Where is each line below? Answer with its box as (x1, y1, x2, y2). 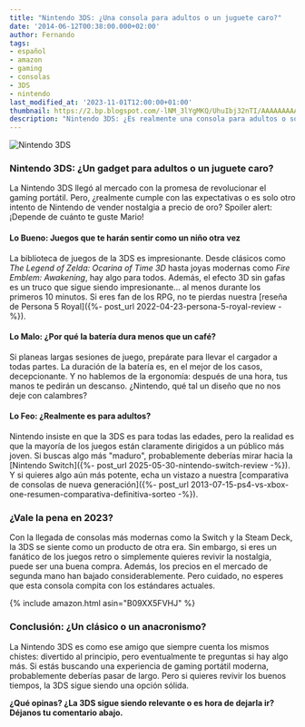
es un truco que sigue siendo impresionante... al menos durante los (9, 281, 261, 292)
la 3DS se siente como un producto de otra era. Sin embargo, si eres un (9, 542, 277, 553)
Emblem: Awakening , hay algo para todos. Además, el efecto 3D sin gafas (9, 271, 286, 282)
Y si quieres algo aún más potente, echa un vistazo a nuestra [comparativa (9, 469, 289, 481)
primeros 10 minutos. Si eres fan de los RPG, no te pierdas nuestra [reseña (9, 291, 288, 302)
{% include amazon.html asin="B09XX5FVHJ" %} (9, 598, 196, 609)
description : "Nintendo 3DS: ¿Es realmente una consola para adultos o (9, 114, 286, 123)
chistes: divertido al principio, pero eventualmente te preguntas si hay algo (9, 651, 289, 662)
